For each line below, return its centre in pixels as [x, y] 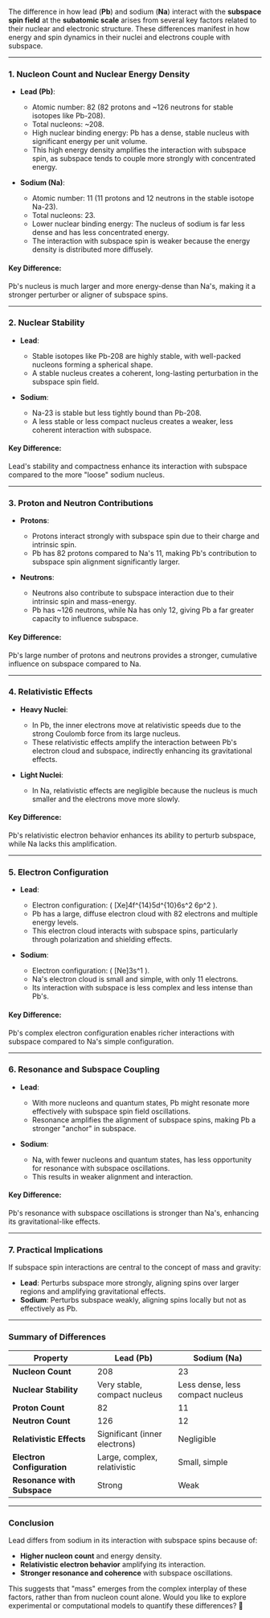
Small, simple [203, 1462]
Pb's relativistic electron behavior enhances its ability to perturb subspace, [132, 835]
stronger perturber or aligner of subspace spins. [88, 294]
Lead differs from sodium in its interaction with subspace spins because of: [133, 1540]
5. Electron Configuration [59, 872]
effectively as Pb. [49, 1309]
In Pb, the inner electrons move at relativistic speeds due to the [136, 725]
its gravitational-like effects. [54, 1221]
